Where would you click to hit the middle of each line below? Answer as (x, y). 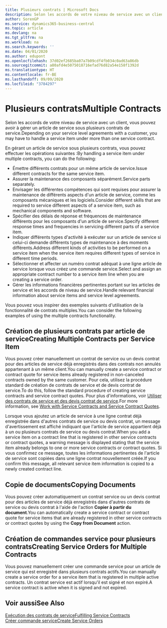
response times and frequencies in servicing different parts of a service (86, 226)
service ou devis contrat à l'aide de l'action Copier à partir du (68, 507)
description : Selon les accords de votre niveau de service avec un (78, 14)
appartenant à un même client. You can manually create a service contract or (83, 369)
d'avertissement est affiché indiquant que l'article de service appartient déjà (83, 427)
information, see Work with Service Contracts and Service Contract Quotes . (83, 406)
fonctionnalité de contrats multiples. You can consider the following (73, 310)
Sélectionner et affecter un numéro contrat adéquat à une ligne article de (87, 263)
